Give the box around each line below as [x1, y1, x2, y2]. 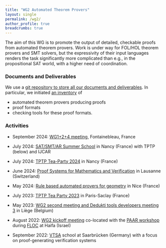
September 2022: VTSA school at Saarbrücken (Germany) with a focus [12, 232, 158, 238]
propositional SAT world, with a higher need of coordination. [5, 61, 128, 67]
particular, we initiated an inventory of [5, 90, 83, 96]
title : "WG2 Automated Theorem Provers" [5, 7, 90, 12]
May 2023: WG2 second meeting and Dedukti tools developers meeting [12, 202, 159, 208]
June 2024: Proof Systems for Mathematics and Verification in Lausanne [12, 168, 161, 174]
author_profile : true [5, 21, 50, 26]
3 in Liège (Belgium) [12, 207, 54, 213]
